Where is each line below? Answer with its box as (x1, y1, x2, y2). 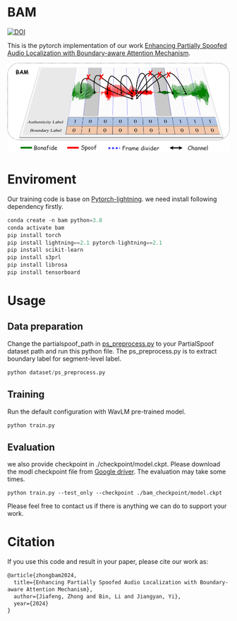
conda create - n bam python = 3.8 (7, 217, 102, 224)
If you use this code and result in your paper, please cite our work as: (7, 557, 209, 566)
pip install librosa (7, 262, 68, 269)
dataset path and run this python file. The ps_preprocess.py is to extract (7, 346, 217, 355)
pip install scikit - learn (7, 246, 83, 254)
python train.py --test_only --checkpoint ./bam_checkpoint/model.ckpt (7, 490, 222, 497)
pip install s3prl (7, 254, 61, 261)
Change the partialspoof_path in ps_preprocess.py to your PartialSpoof (7, 339, 214, 348)
